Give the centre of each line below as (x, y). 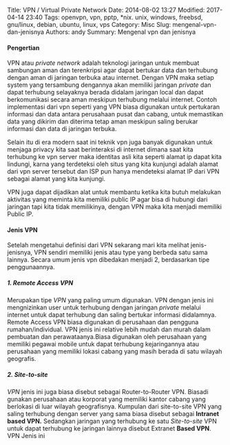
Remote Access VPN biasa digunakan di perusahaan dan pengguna (103, 322)
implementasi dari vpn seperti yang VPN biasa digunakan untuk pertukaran (114, 107)
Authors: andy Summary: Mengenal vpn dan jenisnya (121, 32)
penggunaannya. (31, 267)
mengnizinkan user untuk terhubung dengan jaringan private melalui (104, 308)
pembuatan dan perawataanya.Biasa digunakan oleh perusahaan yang (107, 337)
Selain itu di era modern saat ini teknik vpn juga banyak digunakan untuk (110, 142)
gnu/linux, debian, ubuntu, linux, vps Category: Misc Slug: (89, 24)
